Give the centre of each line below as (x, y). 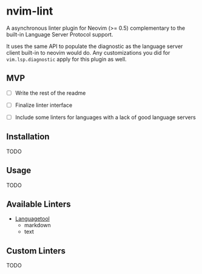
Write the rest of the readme (50, 93)
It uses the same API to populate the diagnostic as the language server (95, 46)
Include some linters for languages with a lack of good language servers (105, 117)
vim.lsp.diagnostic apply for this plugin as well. (66, 59)
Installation (28, 137)
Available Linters (39, 204)
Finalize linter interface (44, 105)
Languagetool (32, 219)
